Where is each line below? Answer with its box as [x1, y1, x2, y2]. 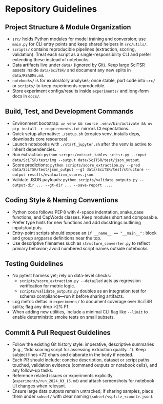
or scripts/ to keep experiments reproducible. [12, 83, 106, 89]
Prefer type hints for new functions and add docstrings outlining [12, 219, 141, 225]
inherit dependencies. [12, 146, 56, 152]
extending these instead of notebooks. [12, 57, 90, 62]
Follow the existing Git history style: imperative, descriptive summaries [12, 341, 155, 347]
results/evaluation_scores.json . [27, 171, 95, 177]
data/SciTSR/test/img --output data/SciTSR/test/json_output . [12, 157, 141, 163]
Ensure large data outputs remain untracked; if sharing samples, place [12, 388, 154, 394]
